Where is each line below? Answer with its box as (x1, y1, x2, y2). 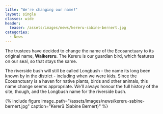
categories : (5, 30, 29, 35)
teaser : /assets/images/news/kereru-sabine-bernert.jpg (9, 25, 126, 30)
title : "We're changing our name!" (5, 7, 78, 12)
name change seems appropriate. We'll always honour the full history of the (5, 83, 159, 89)
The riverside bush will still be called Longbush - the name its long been (5, 68, 151, 73)
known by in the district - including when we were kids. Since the (5, 73, 137, 79)
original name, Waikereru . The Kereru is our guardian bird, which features (5, 53, 155, 59)
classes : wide (5, 16, 34, 21)
